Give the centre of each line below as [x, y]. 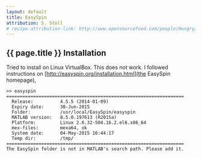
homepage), [21, 80]
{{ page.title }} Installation [56, 53]
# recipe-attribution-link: [41, 29]
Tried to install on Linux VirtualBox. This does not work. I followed [87, 67]
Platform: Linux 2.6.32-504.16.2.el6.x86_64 [79, 123]
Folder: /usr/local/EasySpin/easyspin [74, 112]
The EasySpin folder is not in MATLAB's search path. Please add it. [95, 149]
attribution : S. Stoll [35, 23]
